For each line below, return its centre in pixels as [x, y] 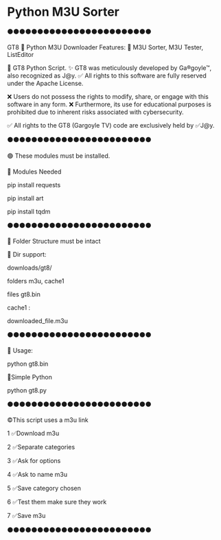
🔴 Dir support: [27, 254]
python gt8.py [27, 390]
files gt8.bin [24, 294]
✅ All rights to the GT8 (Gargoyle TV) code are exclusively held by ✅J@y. [111, 125]
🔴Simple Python [30, 377]
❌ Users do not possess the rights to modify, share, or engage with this [108, 96]
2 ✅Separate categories [41, 447]
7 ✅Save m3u [26, 515]
